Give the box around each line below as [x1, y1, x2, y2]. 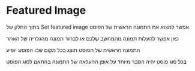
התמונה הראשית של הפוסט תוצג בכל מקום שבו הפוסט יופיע [6, 46, 140, 54]
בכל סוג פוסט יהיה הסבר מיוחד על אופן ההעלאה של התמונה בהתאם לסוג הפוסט [6, 58, 187, 65]
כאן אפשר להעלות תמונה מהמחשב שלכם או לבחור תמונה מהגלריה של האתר [6, 35, 179, 42]
